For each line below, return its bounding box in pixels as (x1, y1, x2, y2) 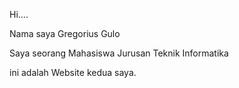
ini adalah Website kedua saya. (9, 67, 137, 78)
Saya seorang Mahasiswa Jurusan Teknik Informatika (9, 47, 229, 59)
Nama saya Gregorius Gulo (9, 28, 121, 39)
